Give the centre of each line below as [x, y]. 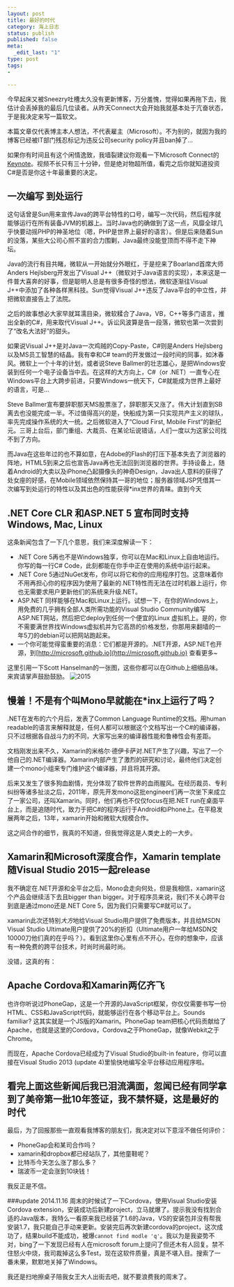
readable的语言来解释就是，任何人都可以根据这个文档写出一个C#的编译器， [116, 727]
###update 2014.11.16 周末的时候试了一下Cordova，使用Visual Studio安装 [112, 1201]
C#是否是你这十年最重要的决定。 [54, 172]
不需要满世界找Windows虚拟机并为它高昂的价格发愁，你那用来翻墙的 [116, 627]
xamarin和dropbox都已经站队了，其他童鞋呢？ [84, 1154]
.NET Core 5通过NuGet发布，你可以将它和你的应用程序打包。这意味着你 [120, 574]
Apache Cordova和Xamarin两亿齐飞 [86, 985]
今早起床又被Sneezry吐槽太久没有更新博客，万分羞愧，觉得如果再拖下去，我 [117, 99]
